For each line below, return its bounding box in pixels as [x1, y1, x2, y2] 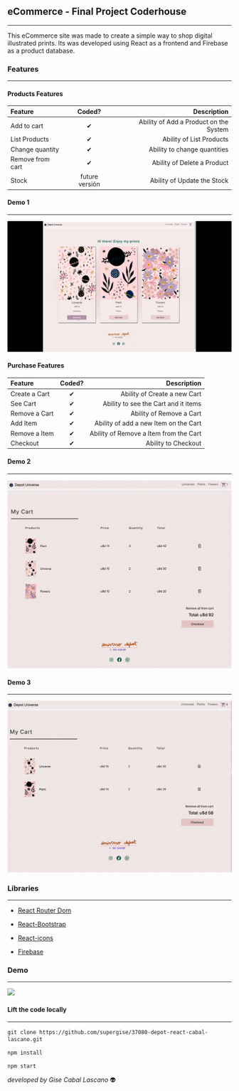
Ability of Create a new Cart [120, 389, 201, 398]
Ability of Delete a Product [152, 159, 229, 167]
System [206, 125, 229, 134]
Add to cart [10, 121, 44, 130]
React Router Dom [17, 906, 72, 915]
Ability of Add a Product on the [138, 117, 229, 127]
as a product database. [7, 46, 75, 55]
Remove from [10, 154, 50, 163]
